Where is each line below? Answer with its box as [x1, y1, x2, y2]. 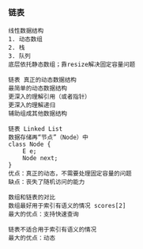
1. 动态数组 [8, 36, 43, 44]
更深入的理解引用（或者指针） [8, 93, 91, 101]
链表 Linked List [8, 125, 63, 133]
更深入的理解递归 [8, 102, 56, 109]
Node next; [22, 155, 58, 163]
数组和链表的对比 [8, 193, 56, 201]
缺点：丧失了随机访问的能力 [8, 178, 85, 186]
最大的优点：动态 [8, 234, 56, 243]
